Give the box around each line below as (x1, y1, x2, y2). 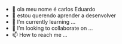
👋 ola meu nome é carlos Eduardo (11, 6, 96, 12)
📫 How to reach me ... (11, 32, 68, 38)
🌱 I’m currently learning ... (11, 18, 76, 25)
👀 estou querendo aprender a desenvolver (11, 12, 117, 19)
